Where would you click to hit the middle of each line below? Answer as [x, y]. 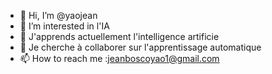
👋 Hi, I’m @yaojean [58, 15]
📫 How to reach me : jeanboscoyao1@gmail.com [119, 58]
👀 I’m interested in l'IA [64, 26]
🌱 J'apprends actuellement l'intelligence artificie [119, 36]
